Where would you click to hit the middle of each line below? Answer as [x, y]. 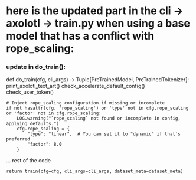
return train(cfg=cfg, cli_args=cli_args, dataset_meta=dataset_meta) [95, 171]
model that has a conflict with [80, 36]
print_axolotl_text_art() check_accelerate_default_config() [76, 86]
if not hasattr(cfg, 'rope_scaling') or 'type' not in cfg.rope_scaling [97, 108]
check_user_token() [30, 92]
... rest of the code [29, 161]
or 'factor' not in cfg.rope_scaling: [54, 113]
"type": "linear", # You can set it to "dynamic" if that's [104, 134]
